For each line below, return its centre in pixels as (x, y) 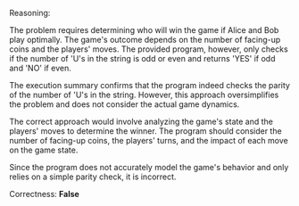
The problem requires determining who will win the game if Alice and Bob (144, 30)
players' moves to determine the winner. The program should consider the (146, 131)
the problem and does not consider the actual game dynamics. (125, 104)
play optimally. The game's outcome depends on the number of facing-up (145, 40)
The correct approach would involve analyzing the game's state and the (141, 121)
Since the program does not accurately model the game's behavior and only (149, 167)
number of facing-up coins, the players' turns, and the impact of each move (149, 140)
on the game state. (44, 150)
